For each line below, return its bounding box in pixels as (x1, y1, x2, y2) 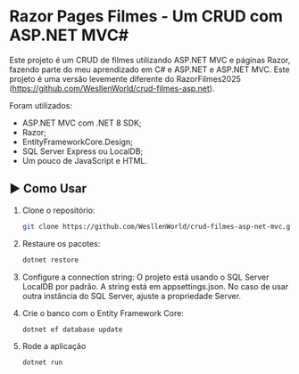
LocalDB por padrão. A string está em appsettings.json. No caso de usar (21, 280, 288, 291)
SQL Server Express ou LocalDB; (21, 145, 144, 157)
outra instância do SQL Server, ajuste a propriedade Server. (21, 290, 242, 301)
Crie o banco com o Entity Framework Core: (21, 307, 185, 318)
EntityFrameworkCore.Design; (21, 136, 134, 147)
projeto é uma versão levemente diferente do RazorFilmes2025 (9, 73, 241, 84)
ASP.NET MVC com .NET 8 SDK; (21, 118, 142, 128)
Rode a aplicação (21, 341, 87, 352)
